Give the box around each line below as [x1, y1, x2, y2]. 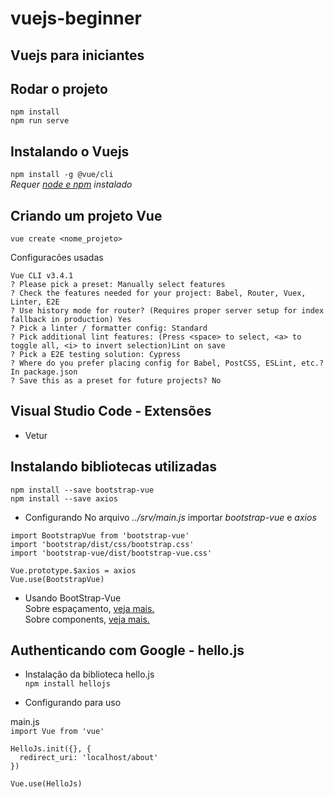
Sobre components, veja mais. [24, 613, 150, 625]
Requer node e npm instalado [10, 178, 133, 191]
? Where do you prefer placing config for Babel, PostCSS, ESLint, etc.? [10, 358, 325, 369]
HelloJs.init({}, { [10, 744, 92, 754]
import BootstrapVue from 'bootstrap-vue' [10, 530, 190, 541]
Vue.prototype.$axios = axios [10, 565, 137, 576]
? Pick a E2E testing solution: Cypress [10, 350, 182, 360]
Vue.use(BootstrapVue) [10, 574, 105, 584]
